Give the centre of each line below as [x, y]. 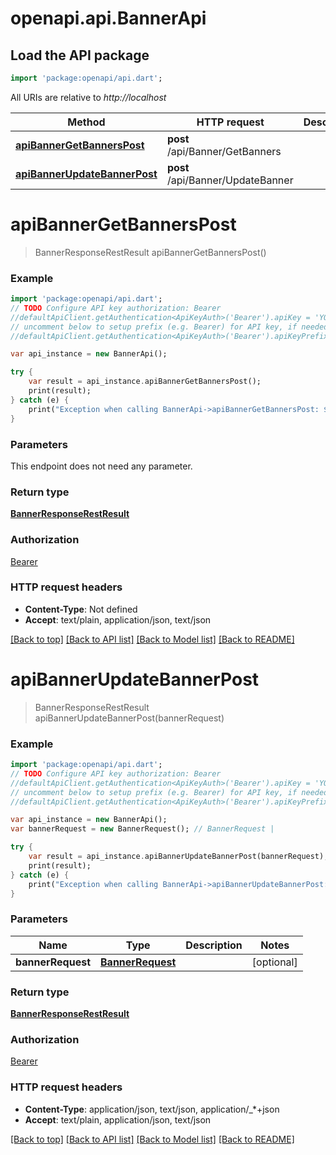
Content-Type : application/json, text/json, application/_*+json [152, 1109]
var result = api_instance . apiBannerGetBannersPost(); [145, 382]
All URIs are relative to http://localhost [88, 97]
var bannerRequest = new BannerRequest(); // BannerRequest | [142, 829]
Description [214, 945]
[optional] [274, 962]
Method [86, 122]
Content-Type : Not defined [81, 609]
